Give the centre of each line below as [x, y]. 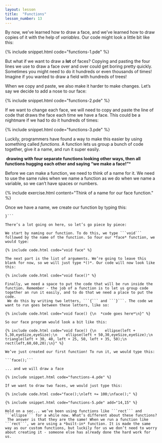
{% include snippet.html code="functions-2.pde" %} [57, 101]
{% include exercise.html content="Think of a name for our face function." [79, 193]
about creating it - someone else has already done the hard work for [78, 432]
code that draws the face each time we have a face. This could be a [73, 115]
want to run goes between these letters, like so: [57, 306]
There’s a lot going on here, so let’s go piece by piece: [66, 225]
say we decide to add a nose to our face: [46, 91]
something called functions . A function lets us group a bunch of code [74, 144]
